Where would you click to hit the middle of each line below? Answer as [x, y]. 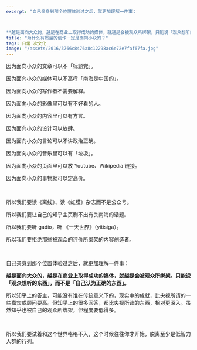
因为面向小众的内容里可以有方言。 [47, 116]
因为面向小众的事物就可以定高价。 [47, 178]
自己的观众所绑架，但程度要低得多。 [75, 310]
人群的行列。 [21, 341]
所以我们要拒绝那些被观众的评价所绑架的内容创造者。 [70, 239]
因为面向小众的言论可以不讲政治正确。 [52, 141]
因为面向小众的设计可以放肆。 [42, 128]
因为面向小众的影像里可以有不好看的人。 [55, 104]
